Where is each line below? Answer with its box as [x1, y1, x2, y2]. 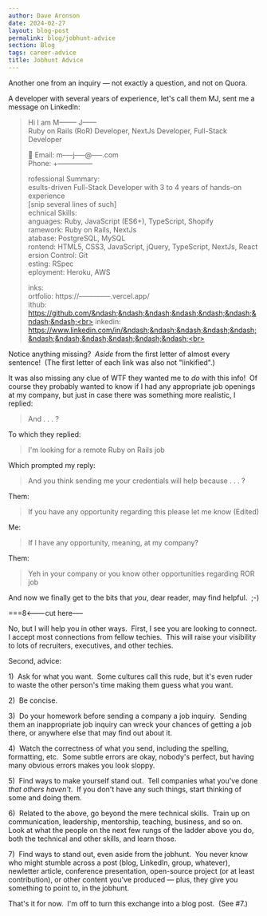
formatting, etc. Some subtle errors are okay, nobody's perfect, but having [8, 751, 255, 761]
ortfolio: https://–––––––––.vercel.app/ [27, 291, 150, 300]
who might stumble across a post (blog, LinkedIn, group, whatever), [8, 858, 230, 867]
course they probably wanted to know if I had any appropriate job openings [8, 381, 256, 391]
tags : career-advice [8, 49, 77, 57]
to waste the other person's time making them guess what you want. [8, 680, 234, 689]
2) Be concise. [8, 696, 58, 705]
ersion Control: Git [27, 250, 88, 260]
